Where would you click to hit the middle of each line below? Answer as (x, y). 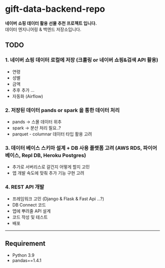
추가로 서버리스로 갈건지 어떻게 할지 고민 (51, 167)
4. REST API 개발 (25, 187)
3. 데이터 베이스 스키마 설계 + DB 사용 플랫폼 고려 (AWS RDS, (74, 148)
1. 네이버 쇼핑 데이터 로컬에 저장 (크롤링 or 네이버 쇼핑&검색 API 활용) (82, 60)
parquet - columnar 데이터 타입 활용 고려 (52, 134)
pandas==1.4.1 (27, 261)
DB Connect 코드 (29, 205)
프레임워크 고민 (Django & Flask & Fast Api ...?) (58, 199)
